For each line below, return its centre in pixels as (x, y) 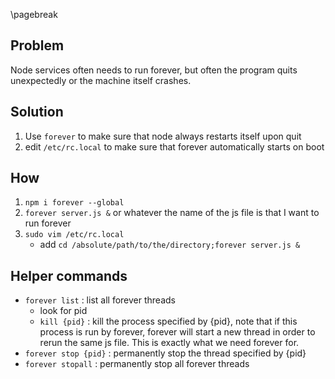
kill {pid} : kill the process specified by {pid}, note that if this (168, 321)
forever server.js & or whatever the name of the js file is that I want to (172, 213)
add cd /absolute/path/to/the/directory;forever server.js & (170, 245)
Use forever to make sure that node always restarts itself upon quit (163, 136)
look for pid (63, 311)
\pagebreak (34, 14)
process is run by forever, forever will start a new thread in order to (177, 332)
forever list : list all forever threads (100, 300)
